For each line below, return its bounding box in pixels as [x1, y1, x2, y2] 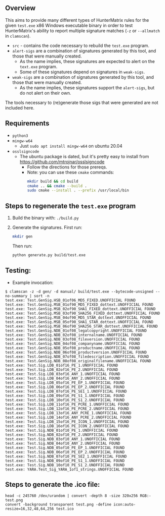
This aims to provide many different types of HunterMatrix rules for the [5, 17, 149, 23]
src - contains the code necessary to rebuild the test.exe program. [12, 42, 150, 49]
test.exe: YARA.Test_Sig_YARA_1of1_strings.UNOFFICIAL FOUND [5, 467, 134, 472]
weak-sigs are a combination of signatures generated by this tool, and [12, 74, 154, 80]
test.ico [56, 507, 74, 512]
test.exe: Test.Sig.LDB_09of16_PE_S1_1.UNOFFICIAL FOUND [5, 393, 125, 398]
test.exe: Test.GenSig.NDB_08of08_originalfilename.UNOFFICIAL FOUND [5, 358, 152, 363]
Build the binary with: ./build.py [12, 215, 79, 221]
